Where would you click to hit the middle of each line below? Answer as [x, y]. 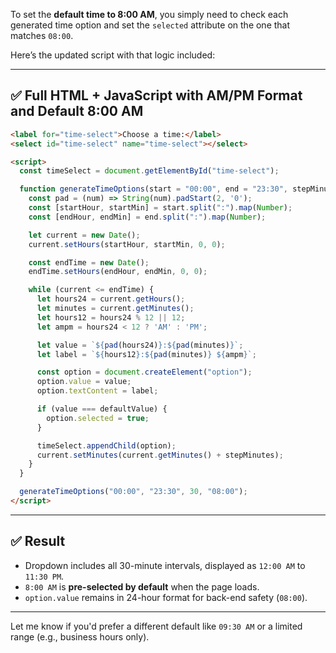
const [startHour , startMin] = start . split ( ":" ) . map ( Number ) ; [160, 208]
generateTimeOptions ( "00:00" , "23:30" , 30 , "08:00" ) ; [133, 492]
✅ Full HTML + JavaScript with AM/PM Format [156, 95]
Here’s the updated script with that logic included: [113, 55]
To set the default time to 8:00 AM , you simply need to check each [149, 14]
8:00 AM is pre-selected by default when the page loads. [142, 586]
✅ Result [38, 541]
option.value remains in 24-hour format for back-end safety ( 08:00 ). [166, 597]
